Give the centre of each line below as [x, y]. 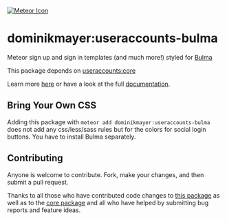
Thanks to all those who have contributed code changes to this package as [113, 195]
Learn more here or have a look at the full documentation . [89, 84]
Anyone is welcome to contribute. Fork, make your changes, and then [106, 174]
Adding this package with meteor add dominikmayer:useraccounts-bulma [109, 122]
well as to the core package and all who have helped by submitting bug [108, 202]
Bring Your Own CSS [52, 105]
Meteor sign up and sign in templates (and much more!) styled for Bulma [110, 57]
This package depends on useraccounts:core [72, 70]
